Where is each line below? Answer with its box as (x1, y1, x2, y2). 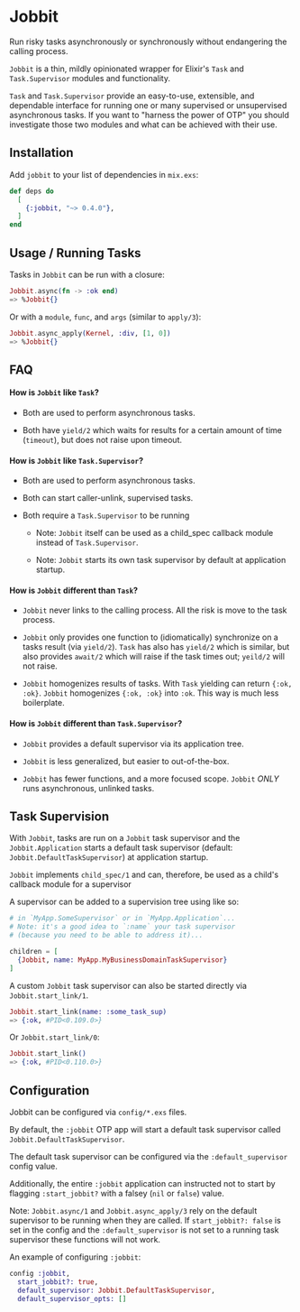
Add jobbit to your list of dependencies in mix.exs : (9, 169, 199, 180)
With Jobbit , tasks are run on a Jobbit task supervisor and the (9, 833, 241, 844)
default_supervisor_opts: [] (17, 1294, 127, 1303)
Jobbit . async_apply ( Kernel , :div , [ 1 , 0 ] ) (9, 328, 171, 337)
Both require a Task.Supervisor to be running (22, 510, 190, 521)
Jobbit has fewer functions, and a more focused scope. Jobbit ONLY (22, 773, 279, 784)
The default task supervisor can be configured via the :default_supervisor (9, 1151, 288, 1162)
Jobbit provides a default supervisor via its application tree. (22, 738, 245, 749)
